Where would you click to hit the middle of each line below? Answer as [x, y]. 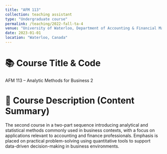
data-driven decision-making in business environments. [62, 146]
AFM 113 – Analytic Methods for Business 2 [49, 80]
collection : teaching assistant [39, 14]
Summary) [27, 111]
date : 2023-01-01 [23, 33]
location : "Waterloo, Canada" [37, 38]
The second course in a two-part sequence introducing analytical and [77, 125]
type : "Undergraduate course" [37, 19]
